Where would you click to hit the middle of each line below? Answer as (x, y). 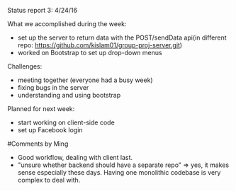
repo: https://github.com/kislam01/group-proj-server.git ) (100, 45)
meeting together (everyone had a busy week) (85, 80)
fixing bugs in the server (53, 87)
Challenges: (25, 66)
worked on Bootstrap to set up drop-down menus (90, 53)
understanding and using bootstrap (69, 95)
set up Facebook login (50, 130)
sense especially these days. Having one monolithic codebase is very (119, 172)
